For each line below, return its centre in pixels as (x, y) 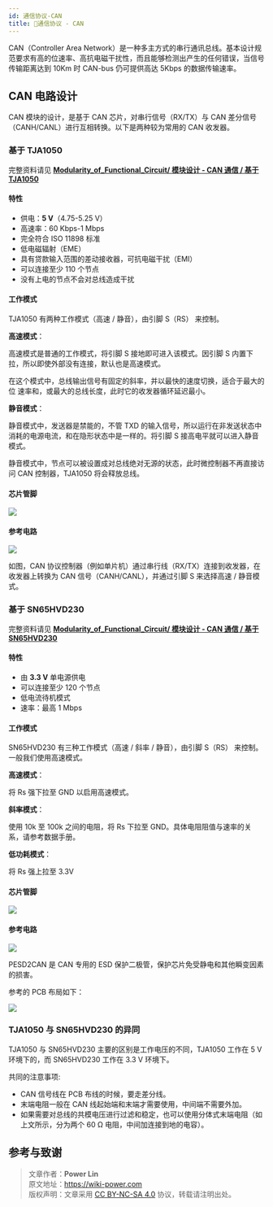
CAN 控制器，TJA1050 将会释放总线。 (81, 473)
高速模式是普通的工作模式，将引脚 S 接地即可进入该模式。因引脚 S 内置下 (131, 354)
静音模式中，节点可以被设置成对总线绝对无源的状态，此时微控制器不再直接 (133, 464)
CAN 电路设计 (43, 96)
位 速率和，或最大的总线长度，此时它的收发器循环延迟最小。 (109, 391)
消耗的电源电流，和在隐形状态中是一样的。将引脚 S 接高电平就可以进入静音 (134, 436)
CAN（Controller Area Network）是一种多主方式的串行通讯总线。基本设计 (132, 48)
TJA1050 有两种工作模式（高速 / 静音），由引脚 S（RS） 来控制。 (116, 319)
